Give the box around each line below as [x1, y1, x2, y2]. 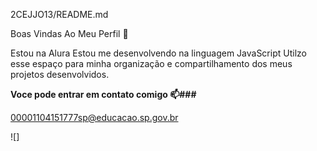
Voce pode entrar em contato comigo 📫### [10, 89, 197, 100]
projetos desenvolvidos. [10, 69, 110, 80]
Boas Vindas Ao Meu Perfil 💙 [10, 28, 129, 39]
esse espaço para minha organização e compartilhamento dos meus [10, 58, 293, 69]
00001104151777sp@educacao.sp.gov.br [10, 112, 179, 123]
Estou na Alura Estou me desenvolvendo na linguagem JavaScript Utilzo [10, 47, 307, 59]
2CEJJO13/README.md [10, 9, 109, 20]
